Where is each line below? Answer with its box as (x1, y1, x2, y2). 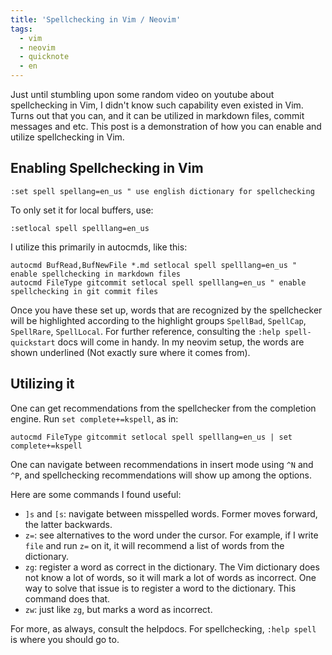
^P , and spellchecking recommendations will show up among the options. (10, 469, 312, 481)
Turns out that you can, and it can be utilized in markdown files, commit (10, 110, 305, 121)
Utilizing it (10, 376, 75, 393)
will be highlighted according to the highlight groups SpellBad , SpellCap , (10, 314, 307, 326)
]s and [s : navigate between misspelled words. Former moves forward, (24, 507, 318, 520)
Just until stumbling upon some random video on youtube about (10, 89, 275, 100)
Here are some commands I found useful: (10, 488, 182, 500)
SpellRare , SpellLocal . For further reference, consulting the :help (10, 325, 281, 337)
